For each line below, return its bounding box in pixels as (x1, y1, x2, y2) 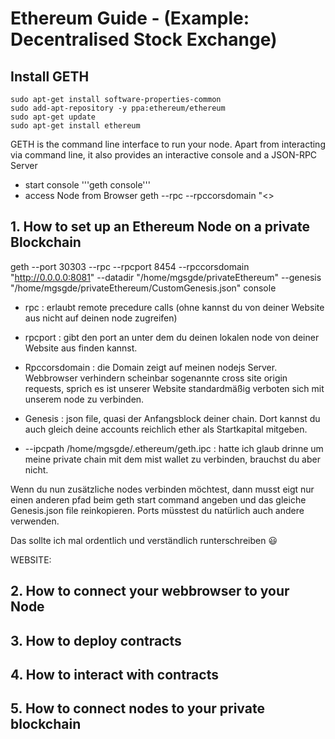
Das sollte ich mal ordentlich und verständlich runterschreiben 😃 (10, 534, 278, 546)
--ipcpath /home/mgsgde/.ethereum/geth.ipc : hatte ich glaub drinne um (24, 442, 324, 454)
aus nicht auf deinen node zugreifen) (24, 312, 178, 324)
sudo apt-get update (10, 112, 97, 122)
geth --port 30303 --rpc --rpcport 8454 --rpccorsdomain (10, 260, 250, 272)
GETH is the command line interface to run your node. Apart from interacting (10, 138, 326, 150)
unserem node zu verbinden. (24, 393, 145, 405)
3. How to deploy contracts (10, 632, 182, 649)
